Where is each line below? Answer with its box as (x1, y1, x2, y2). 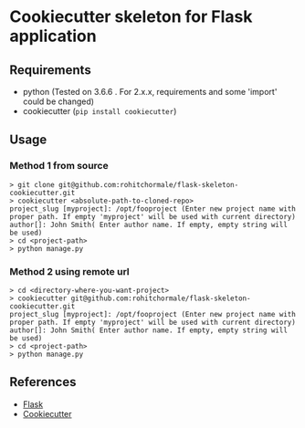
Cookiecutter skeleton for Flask (9, 6, 253, 27)
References (9, 374, 77, 390)
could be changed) (22, 96, 94, 107)
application (9, 26, 98, 47)
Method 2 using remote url (9, 265, 130, 277)
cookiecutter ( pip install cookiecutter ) (22, 106, 177, 116)
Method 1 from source (9, 160, 109, 172)
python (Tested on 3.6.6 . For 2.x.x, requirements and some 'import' (22, 87, 278, 97)
